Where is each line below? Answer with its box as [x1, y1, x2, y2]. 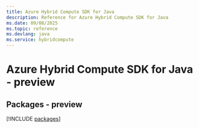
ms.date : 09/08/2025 [6, 20, 58, 26]
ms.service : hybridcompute [6, 37, 74, 43]
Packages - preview [6, 99, 83, 109]
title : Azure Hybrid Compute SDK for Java [6, 8, 115, 15]
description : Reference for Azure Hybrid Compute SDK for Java [6, 14, 169, 20]
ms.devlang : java [6, 31, 50, 37]
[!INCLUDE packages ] [6, 115, 61, 122]
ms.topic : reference [6, 25, 58, 32]
